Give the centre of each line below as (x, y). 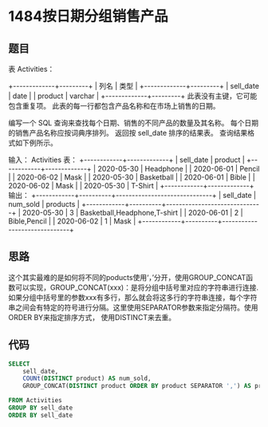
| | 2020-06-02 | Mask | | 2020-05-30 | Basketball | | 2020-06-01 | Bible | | (132, 177)
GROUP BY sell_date (41, 408)
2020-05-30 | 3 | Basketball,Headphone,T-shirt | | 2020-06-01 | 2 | (133, 213)
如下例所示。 (36, 143)
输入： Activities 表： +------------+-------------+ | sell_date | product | (126, 160)
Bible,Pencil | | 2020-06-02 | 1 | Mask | (72, 221)
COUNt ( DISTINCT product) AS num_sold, (87, 379)
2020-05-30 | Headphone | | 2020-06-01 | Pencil (179, 169)
